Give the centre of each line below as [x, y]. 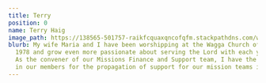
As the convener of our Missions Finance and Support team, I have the [136, 60]
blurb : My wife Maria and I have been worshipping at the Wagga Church [129, 45]
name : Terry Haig [37, 30]
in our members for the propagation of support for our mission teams [134, 67]
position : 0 [28, 23]
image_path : [28, 38]
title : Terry [30, 15]
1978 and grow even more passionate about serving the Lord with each [134, 52]
